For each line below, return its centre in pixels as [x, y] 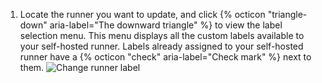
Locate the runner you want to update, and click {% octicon [142, 14]
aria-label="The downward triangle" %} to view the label [166, 25]
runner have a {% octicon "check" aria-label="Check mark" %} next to [165, 57]
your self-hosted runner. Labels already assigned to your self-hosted [161, 46]
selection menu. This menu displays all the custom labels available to [162, 35]
